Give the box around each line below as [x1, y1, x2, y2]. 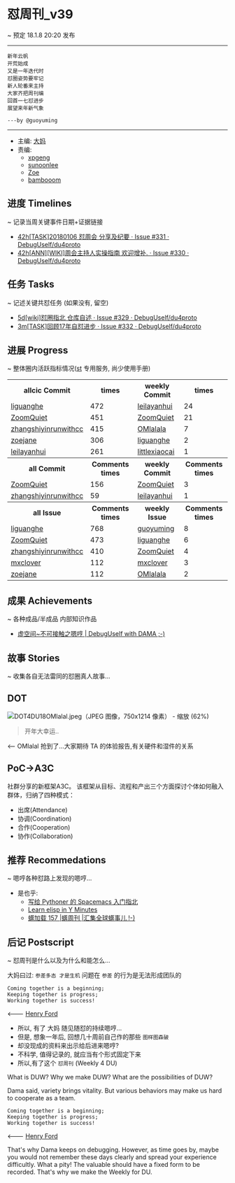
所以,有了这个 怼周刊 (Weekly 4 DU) [17, 1059, 117, 1068]
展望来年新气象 [7, 104, 44, 112]
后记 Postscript [7, 936, 74, 948]
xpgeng [27, 153, 50, 162]
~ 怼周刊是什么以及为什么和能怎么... [7, 956, 111, 965]
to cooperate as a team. [7, 1094, 76, 1103]
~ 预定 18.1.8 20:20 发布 [7, 31, 76, 39]
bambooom [27, 176, 62, 184]
